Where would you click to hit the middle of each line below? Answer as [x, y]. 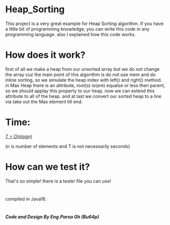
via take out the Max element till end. [44, 102]
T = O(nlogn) [19, 136]
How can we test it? [48, 167]
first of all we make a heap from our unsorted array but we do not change [82, 69]
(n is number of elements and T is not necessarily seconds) [68, 146]
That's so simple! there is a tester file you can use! [58, 181]
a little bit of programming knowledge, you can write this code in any [77, 29]
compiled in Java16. [26, 199]
